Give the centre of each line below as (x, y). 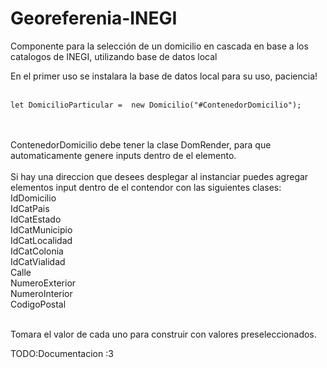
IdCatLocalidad (41, 240)
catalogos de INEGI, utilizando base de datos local (114, 56)
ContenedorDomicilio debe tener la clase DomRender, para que (141, 144)
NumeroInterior (41, 293)
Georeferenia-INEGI (94, 18)
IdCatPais (30, 208)
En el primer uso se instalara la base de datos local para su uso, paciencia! (164, 76)
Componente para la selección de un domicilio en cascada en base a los (159, 46)
